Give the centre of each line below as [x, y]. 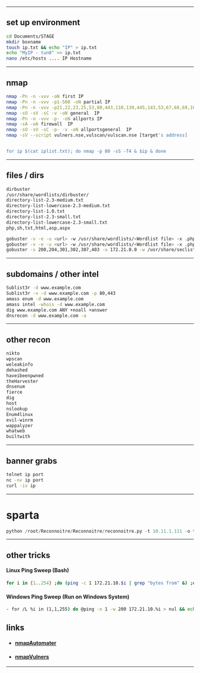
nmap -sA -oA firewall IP [40, 124]
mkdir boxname [24, 42]
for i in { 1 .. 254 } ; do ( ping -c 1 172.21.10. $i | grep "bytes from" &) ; [100, 583]
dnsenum [16, 387]
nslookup [17, 409]
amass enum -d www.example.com [45, 299]
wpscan [14, 359]
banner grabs [32, 461]
